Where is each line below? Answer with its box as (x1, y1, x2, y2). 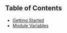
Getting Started (12, 17, 44, 23)
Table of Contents (5, 4, 62, 12)
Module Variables (12, 22, 49, 28)
